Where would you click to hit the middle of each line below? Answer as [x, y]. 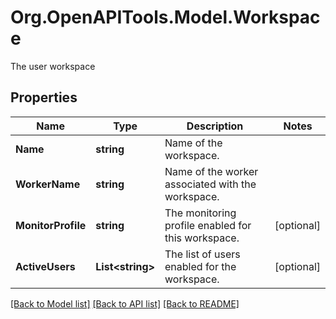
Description [215, 126]
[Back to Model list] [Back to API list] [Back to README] [125, 303]
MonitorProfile [51, 225]
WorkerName [48, 184]
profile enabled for [208, 225]
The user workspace [53, 66]
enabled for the [200, 266]
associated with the [210, 184]
